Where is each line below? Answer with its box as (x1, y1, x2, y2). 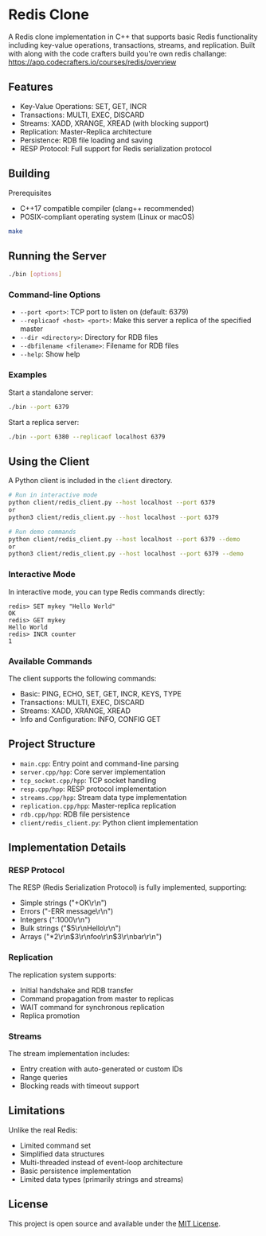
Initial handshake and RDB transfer (19, 985, 134, 995)
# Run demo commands (8, 528, 77, 536)
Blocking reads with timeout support (19, 1081, 139, 1090)
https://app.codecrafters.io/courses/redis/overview (8, 57, 177, 67)
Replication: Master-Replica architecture (19, 127, 152, 136)
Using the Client (8, 454, 90, 468)
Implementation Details (8, 841, 127, 855)
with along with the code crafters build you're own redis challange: (8, 49, 227, 58)
